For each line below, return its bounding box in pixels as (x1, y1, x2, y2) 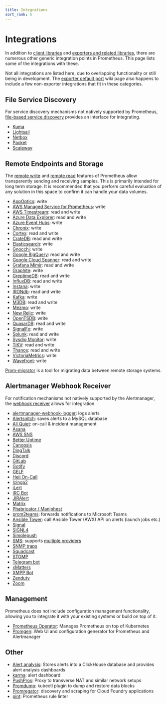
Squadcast (12, 548, 35, 554)
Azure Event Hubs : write (12, 219, 63, 225)
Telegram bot (12, 558, 40, 565)
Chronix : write (12, 225, 41, 231)
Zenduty (12, 574, 30, 580)
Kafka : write (12, 294, 37, 300)
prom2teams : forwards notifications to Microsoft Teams (12, 511, 127, 517)
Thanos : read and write (12, 347, 61, 353)
